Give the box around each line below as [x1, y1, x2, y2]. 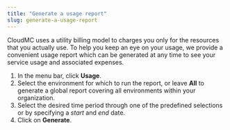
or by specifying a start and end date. [17, 108, 126, 117]
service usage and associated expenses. [7, 58, 124, 66]
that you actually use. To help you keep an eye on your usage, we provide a [7, 43, 224, 51]
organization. [17, 93, 56, 101]
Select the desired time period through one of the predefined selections [17, 101, 223, 109]
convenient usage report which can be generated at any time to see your [7, 50, 216, 59]
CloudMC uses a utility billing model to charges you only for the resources [7, 35, 220, 44]
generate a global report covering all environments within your [17, 86, 196, 95]
